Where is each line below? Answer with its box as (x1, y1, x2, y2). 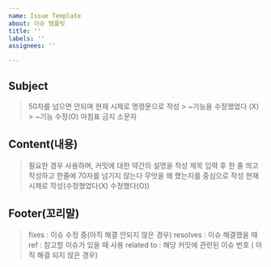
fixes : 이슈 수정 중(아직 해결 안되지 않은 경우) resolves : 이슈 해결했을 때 (28, 230, 258, 239)
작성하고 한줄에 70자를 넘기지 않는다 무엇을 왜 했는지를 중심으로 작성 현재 (28, 171, 259, 180)
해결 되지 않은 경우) (36, 250, 99, 260)
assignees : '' (8, 42, 57, 50)
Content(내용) (8, 138, 78, 151)
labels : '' (8, 34, 45, 43)
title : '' (8, 27, 42, 35)
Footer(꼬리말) (8, 207, 79, 221)
